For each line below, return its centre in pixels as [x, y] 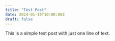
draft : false [19, 19]
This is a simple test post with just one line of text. [58, 33]
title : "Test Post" [26, 10]
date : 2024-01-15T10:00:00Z [35, 14]
